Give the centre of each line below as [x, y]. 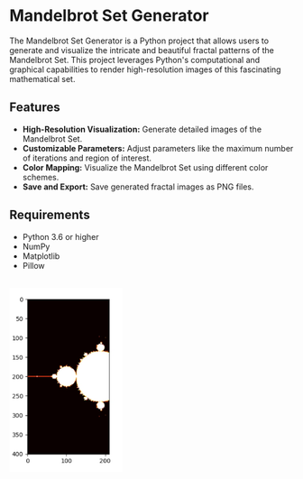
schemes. [41, 177]
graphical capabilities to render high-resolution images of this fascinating [145, 69]
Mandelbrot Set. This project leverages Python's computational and [135, 60]
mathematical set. [42, 78]
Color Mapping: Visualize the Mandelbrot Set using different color [145, 167]
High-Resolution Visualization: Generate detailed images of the [142, 129]
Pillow [33, 265]
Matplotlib [41, 256]
